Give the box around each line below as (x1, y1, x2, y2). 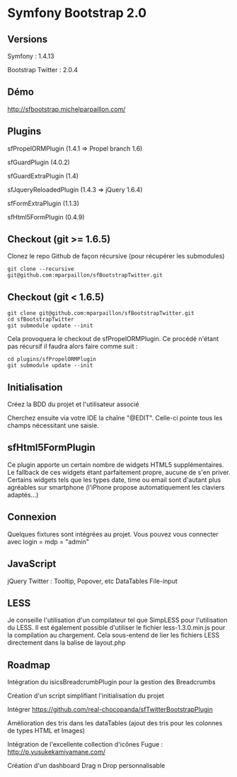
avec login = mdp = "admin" (7, 537, 90, 546)
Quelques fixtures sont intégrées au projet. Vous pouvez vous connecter (7, 529, 219, 539)
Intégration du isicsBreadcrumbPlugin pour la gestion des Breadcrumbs (7, 678, 216, 686)
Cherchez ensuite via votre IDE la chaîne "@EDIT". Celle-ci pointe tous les (7, 414, 223, 422)
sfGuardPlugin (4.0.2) (7, 158, 71, 166)
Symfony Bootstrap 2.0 (7, 5, 147, 21)
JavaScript (7, 558, 57, 570)
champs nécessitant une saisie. (7, 421, 99, 430)
